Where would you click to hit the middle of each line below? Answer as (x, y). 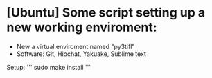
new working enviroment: (82, 27)
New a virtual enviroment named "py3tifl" (76, 46)
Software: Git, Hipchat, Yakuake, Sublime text (81, 54)
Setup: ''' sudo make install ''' (49, 67)
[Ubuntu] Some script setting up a (106, 13)
